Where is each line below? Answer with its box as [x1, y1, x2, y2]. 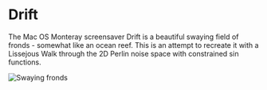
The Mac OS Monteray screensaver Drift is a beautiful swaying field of [8, 32, 239, 41]
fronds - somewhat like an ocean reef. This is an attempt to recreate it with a [8, 40, 259, 49]
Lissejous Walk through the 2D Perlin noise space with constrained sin [8, 49, 239, 58]
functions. [8, 57, 41, 67]
